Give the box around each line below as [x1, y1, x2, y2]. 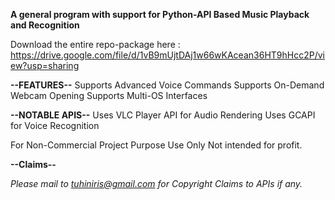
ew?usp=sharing [10, 60, 80, 71]
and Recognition [10, 19, 80, 31]
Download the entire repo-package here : [10, 39, 181, 50]
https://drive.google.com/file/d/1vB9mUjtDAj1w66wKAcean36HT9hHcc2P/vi [10, 49, 325, 61]
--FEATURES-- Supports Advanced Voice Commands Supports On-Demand [10, 79, 325, 91]
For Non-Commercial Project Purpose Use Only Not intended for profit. [10, 139, 303, 151]
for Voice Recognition [10, 120, 100, 131]
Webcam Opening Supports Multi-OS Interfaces [10, 90, 208, 101]
